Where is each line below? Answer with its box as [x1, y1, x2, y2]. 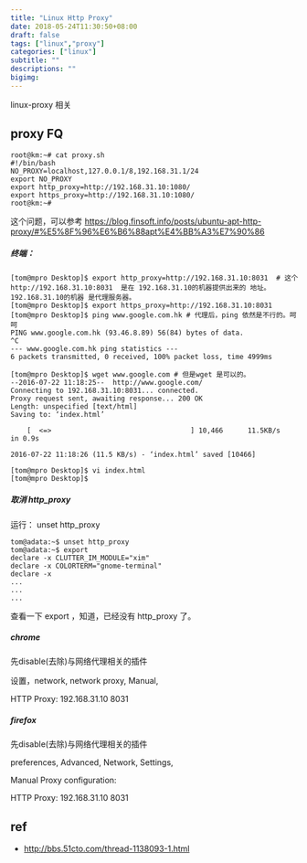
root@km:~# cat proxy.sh [10, 150, 105, 160]
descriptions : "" [10, 65, 77, 74]
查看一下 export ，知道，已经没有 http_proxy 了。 [10, 610, 196, 622]
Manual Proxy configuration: [10, 774, 117, 786]
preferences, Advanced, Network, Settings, [10, 757, 174, 768]
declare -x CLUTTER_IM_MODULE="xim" [10, 553, 150, 562]
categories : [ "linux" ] [10, 48, 97, 57]
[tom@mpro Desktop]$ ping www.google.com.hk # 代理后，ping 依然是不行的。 [10, 310, 291, 320]
